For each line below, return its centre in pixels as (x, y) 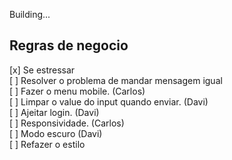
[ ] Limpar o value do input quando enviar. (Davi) (109, 101)
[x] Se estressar (42, 70)
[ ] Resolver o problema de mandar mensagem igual (116, 80)
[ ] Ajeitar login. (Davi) (54, 112)
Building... (30, 14)
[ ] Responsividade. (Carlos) (67, 123)
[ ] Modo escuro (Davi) (56, 133)
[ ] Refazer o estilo (47, 144)
